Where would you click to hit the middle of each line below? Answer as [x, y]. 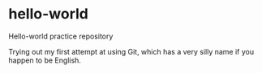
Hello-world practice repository [61, 36]
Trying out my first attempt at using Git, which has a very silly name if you [131, 51]
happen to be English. [45, 60]
